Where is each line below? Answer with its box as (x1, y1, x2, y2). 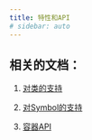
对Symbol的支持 (22, 102, 83, 113)
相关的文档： (9, 57, 81, 72)
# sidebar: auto (9, 22, 70, 31)
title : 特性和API (9, 13, 70, 23)
